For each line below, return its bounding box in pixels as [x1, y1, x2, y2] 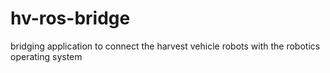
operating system [10, 50, 83, 62]
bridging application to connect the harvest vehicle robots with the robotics [10, 40, 321, 52]
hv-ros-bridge [10, 7, 131, 30]
